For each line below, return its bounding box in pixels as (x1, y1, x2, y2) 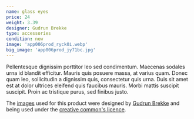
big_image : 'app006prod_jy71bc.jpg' (6, 47, 96, 53)
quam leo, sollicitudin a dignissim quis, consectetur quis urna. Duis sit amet (6, 75, 188, 82)
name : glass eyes (6, 8, 49, 15)
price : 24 (6, 14, 31, 20)
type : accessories (6, 31, 51, 37)
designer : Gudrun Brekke (6, 25, 67, 31)
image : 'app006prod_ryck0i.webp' (6, 42, 88, 48)
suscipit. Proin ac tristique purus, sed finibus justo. (6, 88, 129, 95)
